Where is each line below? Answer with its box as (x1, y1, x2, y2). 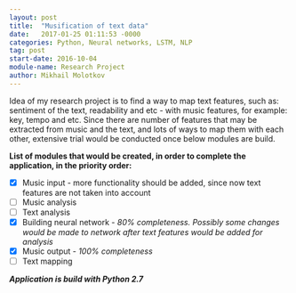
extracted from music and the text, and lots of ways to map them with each (9, 124, 284, 134)
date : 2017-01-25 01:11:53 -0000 (9, 29, 141, 38)
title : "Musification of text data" (9, 21, 149, 30)
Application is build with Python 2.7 (9, 273, 144, 285)
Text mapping (21, 256, 73, 267)
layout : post (9, 12, 58, 22)
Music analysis (21, 197, 77, 208)
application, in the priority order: (9, 159, 132, 170)
